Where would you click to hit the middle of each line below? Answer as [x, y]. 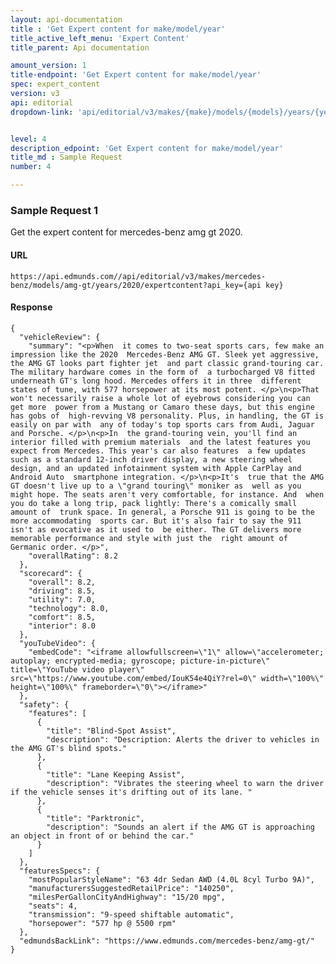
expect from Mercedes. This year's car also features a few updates [158, 451]
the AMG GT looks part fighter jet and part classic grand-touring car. [167, 363]
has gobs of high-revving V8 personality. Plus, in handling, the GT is [167, 416]
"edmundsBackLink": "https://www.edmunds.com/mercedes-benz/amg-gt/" [167, 941]
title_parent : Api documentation [80, 47]
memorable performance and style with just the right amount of [149, 538]
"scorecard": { [51, 573]
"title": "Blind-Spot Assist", [111, 731]
